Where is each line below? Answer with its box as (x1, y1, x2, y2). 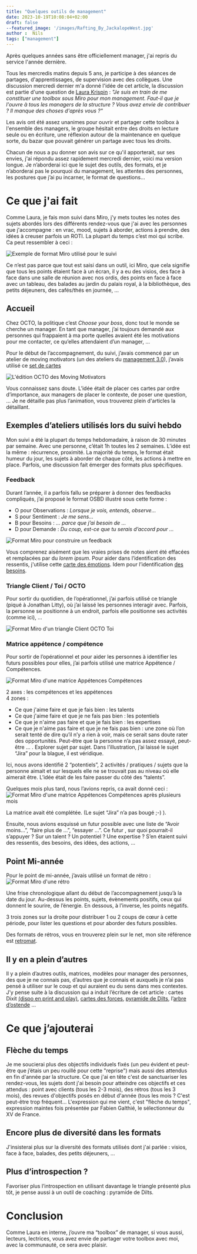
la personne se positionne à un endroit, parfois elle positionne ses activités (6, 608, 188, 615)
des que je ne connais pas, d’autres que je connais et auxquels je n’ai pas (6, 976, 184, 983)
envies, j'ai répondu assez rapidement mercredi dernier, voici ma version (6, 155, 182, 162)
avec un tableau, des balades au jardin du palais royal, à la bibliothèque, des (6, 280, 191, 287)
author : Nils (6, 31, 44, 36)
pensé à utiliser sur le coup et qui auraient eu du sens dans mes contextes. (6, 983, 188, 990)
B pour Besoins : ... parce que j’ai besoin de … (14, 519, 126, 526)
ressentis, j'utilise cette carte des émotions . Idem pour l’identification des (6, 561, 183, 568)
